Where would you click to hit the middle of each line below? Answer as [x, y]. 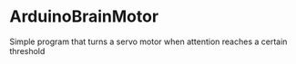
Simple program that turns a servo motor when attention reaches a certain [148, 41]
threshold [27, 50]
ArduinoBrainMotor [84, 17]
